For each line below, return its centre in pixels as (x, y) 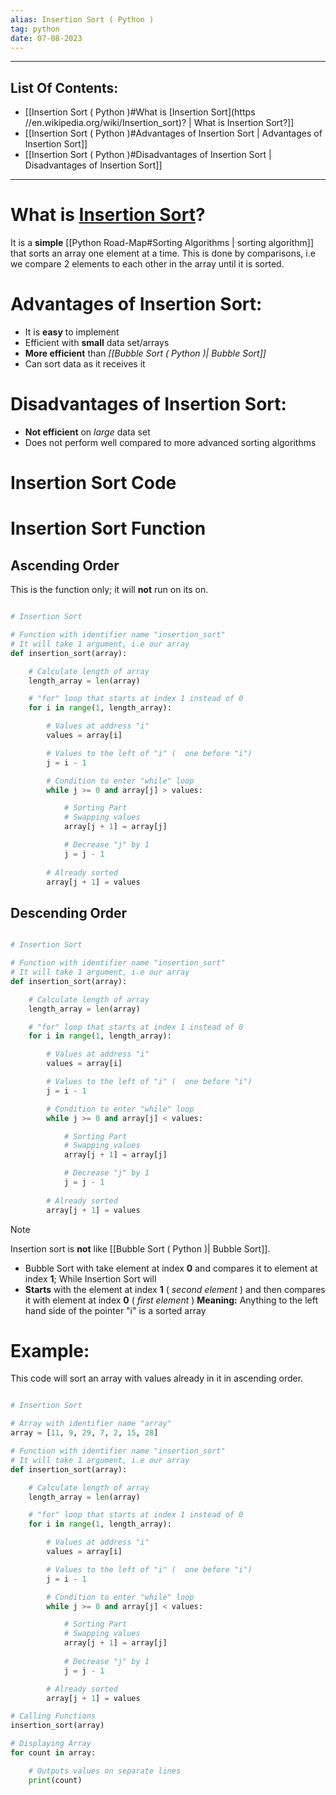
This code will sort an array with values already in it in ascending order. (157, 1378)
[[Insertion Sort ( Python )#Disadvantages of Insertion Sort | (148, 155)
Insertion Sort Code (93, 483)
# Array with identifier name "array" (91, 1424)
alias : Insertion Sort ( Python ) (82, 19)
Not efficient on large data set (87, 432)
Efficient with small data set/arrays (97, 343)
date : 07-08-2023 (46, 38)
